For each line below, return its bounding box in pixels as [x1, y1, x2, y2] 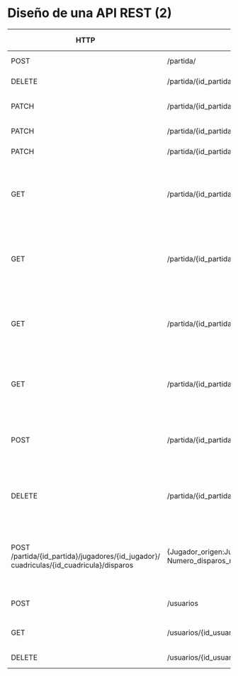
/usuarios [166, 598, 198, 608]
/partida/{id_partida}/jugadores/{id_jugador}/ [11, 551, 161, 561]
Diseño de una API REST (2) [7, 5, 172, 21]
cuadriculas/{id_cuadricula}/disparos [11, 560, 134, 569]
